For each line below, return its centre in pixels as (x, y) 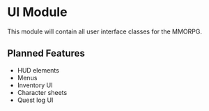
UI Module (37, 12)
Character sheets (42, 92)
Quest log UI (35, 100)
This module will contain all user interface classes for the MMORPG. (104, 31)
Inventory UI (35, 85)
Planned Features (46, 53)
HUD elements (38, 70)
